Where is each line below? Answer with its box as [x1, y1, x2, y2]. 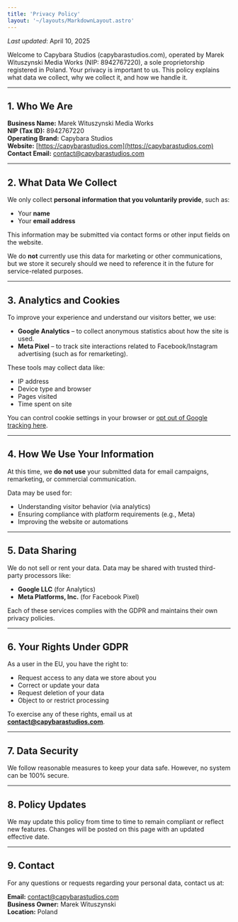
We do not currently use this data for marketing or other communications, [7, 252, 223, 260]
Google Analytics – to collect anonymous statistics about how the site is [17, 326, 229, 335]
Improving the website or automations [17, 517, 129, 526]
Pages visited [17, 392, 57, 400]
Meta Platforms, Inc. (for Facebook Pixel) [17, 592, 140, 601]
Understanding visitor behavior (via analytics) [17, 502, 151, 510]
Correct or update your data [17, 681, 100, 690]
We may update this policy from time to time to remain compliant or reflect [7, 818, 225, 825]
